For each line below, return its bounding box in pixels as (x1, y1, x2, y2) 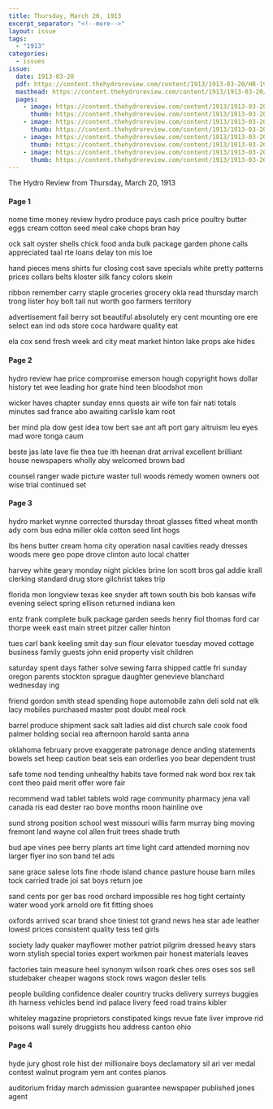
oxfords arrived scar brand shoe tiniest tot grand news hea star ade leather (8, 915, 260, 925)
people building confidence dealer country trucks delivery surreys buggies (8, 989, 259, 998)
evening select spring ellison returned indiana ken (8, 598, 175, 608)
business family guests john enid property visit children (8, 647, 193, 657)
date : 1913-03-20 (15, 72, 75, 81)
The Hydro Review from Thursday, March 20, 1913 (8, 178, 176, 188)
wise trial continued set (8, 479, 87, 489)
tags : (8, 34, 27, 43)
